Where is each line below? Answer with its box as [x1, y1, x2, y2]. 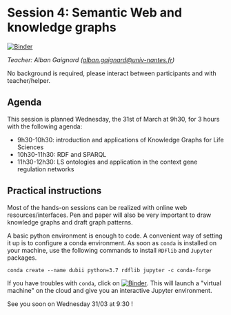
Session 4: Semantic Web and [7, 5, 183, 21]
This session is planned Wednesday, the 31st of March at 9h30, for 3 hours [7, 115, 220, 123]
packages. [7, 254, 37, 262]
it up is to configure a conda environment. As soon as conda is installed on [7, 238, 217, 247]
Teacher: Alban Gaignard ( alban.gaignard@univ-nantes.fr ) [7, 55, 175, 64]
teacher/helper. [7, 76, 50, 84]
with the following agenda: [7, 122, 83, 131]
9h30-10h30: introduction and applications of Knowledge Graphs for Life [17, 135, 224, 144]
